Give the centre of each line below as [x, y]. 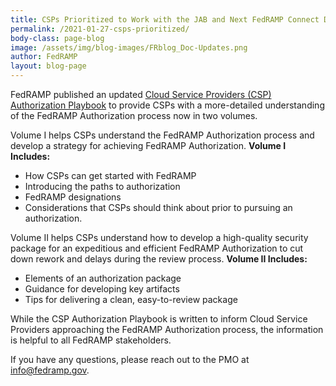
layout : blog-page [48, 66]
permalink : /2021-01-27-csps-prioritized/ [100, 29]
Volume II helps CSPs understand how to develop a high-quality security [159, 237]
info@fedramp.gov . [50, 370]
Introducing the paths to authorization [102, 186]
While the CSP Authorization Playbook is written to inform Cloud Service [159, 319]
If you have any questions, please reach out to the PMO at [130, 359]
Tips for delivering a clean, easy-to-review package [131, 299]
